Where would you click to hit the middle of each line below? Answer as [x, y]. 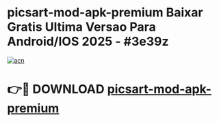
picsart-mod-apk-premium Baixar [105, 13]
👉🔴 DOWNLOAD [56, 89]
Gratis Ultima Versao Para [81, 27]
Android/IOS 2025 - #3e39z [88, 42]
